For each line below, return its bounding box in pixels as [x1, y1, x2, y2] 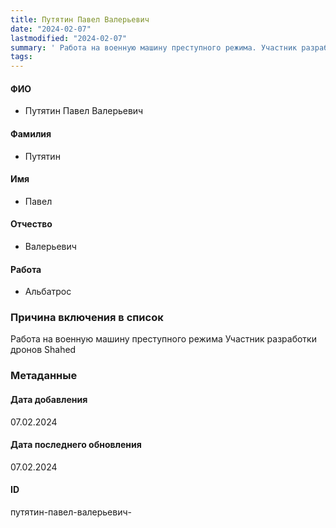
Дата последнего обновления [10, 439, 142, 451]
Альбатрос [24, 286, 72, 298]
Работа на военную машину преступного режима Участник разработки [10, 333, 317, 345]
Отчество [10, 218, 53, 230]
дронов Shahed [10, 344, 77, 356]
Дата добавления [10, 393, 88, 405]
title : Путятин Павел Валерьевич [10, 14, 150, 25]
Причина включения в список [10, 311, 164, 325]
